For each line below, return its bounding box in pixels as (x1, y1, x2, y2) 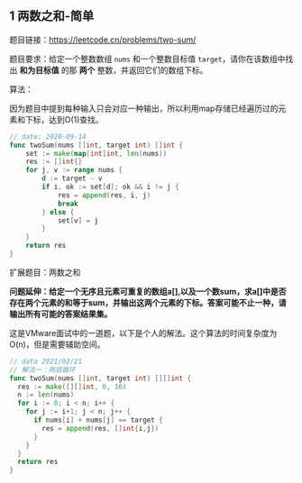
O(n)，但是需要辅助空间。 (9, 339, 105, 350)
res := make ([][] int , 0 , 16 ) (17, 382, 127, 391)
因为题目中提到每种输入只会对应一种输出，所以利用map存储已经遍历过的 (9, 103, 279, 114)
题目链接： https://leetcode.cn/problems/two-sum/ (9, 34, 197, 45)
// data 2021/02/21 (9, 357, 83, 366)
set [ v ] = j (57, 215, 99, 225)
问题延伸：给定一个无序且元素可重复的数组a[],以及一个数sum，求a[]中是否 (9, 286, 287, 296)
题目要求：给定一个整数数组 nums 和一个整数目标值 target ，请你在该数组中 (9, 53, 286, 64)
